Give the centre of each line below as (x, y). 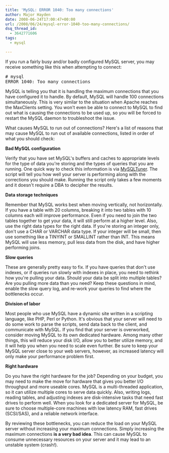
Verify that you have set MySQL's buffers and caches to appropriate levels (82, 158)
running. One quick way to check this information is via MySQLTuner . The (81, 169)
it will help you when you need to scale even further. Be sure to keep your (81, 345)
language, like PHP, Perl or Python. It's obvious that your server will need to (84, 319)
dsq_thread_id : (21, 29)
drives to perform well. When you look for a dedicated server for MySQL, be (84, 402)
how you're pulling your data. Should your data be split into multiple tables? (83, 278)
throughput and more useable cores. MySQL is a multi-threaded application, (84, 386)
